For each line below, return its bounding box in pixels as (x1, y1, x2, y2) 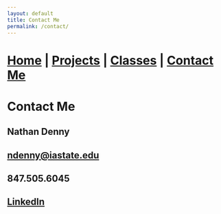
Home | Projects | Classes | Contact (7, 52, 214, 68)
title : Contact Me (7, 17, 60, 23)
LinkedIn (7, 196, 45, 208)
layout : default (7, 10, 54, 17)
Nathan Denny (7, 126, 70, 138)
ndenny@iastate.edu (7, 149, 100, 161)
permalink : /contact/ (7, 23, 69, 30)
